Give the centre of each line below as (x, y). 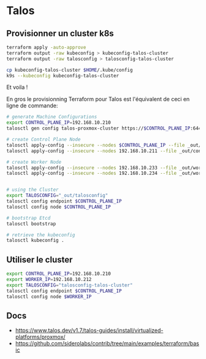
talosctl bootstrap (31, 224)
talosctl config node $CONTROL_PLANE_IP (59, 207)
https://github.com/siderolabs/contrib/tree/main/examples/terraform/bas (107, 344)
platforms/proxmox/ (40, 337)
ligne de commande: (32, 106)
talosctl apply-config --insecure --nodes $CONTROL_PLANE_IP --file (96, 145)
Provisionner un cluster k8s (60, 33)
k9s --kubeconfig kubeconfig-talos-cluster (63, 75)
